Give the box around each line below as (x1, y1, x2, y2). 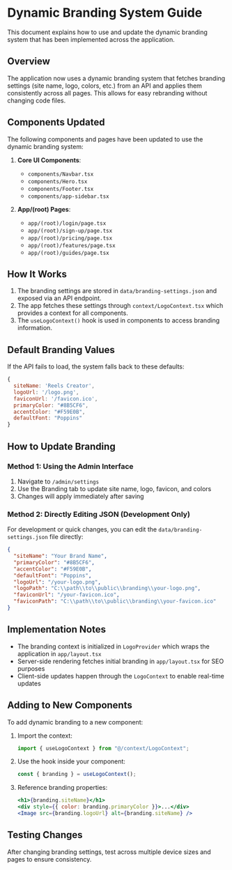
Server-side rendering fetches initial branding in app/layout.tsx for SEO (17, 657, 224, 665)
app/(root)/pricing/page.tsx (27, 235, 113, 242)
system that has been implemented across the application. (7, 35, 176, 43)
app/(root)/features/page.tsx (27, 242, 116, 249)
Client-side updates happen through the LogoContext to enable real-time (17, 671, 224, 680)
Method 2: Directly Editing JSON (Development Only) (7, 509, 190, 519)
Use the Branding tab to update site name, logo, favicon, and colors (17, 484, 212, 492)
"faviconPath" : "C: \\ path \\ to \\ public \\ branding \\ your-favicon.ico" (13, 598, 217, 605)
